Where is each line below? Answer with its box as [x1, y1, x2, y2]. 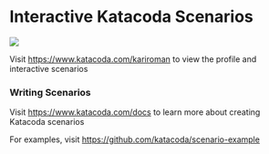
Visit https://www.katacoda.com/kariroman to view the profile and [9, 53, 257, 65]
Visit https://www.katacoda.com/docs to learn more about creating [9, 107, 261, 118]
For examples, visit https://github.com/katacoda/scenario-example [9, 134, 260, 145]
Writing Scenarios [9, 86, 91, 98]
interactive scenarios [9, 63, 88, 74]
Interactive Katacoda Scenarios [9, 6, 253, 27]
